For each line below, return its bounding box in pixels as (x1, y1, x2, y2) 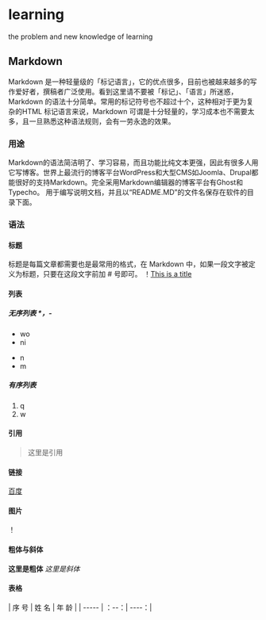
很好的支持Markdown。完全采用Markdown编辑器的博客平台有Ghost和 (14, 178, 244, 187)
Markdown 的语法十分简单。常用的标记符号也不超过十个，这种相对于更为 (8, 97, 247, 106)
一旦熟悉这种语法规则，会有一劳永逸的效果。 (29, 117, 175, 126)
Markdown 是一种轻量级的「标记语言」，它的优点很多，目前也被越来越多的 (8, 77, 250, 86)
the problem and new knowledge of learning (8, 32, 153, 41)
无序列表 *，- (8, 308, 52, 318)
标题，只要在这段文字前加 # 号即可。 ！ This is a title (21, 270, 192, 279)
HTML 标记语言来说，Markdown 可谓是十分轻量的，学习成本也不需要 (21, 106, 248, 116)
